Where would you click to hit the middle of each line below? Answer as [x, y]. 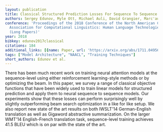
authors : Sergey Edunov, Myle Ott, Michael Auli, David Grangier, [73, 18]
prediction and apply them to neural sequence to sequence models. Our [77, 94]
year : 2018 [16, 37]
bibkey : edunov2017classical [34, 41]
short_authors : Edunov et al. [36, 59]
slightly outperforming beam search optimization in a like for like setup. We [80, 104]
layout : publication [26, 9]
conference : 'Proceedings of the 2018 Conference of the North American [80, 23]
